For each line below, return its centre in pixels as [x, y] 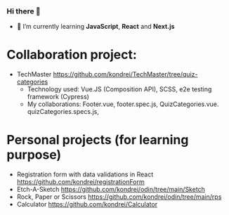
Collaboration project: [72, 55]
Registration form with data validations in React [85, 174]
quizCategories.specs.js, [63, 112]
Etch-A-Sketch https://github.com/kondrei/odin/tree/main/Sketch [111, 190]
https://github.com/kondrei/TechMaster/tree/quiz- [125, 74]
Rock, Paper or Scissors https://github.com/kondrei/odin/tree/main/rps [119, 197]
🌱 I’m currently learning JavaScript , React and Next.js [96, 27]
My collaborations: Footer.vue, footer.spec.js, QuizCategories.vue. [123, 104]
